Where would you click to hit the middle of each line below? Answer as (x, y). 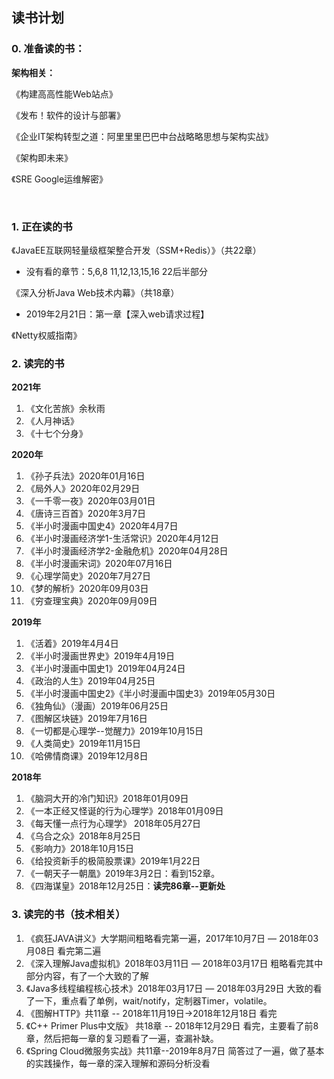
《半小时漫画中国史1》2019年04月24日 (105, 669)
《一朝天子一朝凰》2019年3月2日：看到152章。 (123, 874)
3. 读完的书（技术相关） (68, 915)
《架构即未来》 (42, 157)
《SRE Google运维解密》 (60, 179)
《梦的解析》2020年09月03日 (87, 589)
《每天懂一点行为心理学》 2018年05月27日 (113, 824)
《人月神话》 (52, 421)
